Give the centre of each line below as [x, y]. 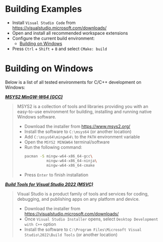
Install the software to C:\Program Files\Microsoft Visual [83, 229]
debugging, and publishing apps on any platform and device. [78, 199]
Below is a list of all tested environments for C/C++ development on [73, 82]
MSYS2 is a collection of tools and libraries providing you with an [82, 106]
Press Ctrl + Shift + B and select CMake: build [59, 49]
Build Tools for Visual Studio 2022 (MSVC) [49, 184]
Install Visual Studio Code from [44, 23]
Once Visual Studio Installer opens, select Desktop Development [91, 219]
